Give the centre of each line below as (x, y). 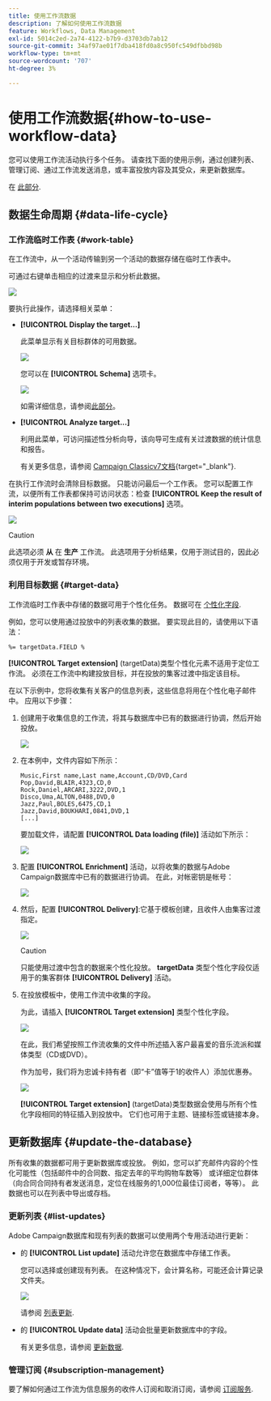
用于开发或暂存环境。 (58, 562)
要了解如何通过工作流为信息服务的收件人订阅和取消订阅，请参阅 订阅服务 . (131, 1389)
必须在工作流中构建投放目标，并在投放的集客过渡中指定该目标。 (138, 673)
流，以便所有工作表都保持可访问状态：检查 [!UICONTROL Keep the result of (135, 494)
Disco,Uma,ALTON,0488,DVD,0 (67, 797)
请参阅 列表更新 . (47, 1312)
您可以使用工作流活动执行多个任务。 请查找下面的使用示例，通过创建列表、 (133, 160)
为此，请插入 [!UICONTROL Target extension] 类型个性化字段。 (127, 1011)
